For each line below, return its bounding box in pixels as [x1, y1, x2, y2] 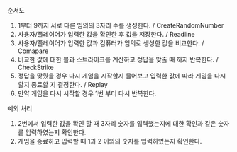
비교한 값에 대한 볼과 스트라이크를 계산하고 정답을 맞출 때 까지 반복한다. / [17, 55, 219, 64]
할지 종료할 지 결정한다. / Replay [17, 81, 108, 88]
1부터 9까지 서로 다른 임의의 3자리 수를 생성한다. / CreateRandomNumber [17, 21, 224, 30]
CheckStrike [17, 63, 55, 71]
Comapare [17, 47, 49, 55]
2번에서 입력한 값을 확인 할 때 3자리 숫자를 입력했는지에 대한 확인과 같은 [17, 119, 216, 127]
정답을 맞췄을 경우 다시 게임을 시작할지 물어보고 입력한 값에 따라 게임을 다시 [17, 71, 226, 80]
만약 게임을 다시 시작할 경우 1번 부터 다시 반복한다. [17, 89, 157, 98]
